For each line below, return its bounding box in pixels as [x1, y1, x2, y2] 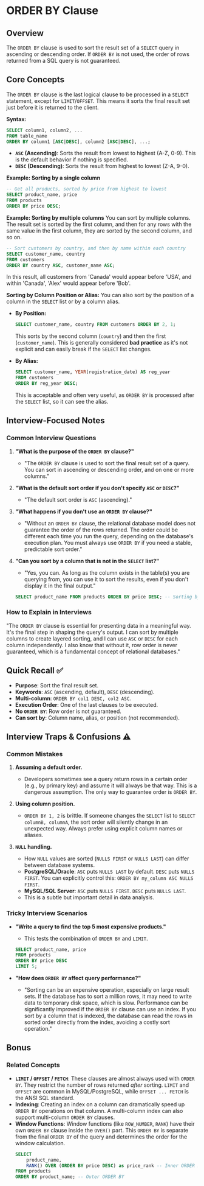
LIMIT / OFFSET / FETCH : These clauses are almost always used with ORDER [15, 1075, 195, 1082]
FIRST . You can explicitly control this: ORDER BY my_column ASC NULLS [24, 874, 194, 882]
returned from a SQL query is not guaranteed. [6, 57, 121, 64]
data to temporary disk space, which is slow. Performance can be [24, 999, 188, 1006]
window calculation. [15, 1139, 66, 1146]
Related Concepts [6, 1061, 61, 1069]
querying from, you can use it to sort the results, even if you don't [24, 575, 189, 583]
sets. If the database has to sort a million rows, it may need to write [24, 993, 192, 1000]
